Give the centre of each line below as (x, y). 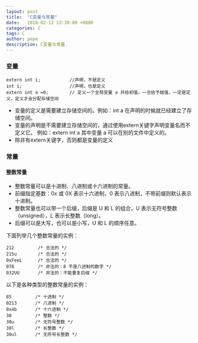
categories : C (24, 28)
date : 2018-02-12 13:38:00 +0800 (50, 22)
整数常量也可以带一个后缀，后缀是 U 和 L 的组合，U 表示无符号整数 (96, 208)
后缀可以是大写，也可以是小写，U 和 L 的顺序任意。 (77, 223)
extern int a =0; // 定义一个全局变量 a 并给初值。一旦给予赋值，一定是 (96, 93)
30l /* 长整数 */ (35, 328)
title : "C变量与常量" (32, 17)
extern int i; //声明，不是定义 (56, 80)
